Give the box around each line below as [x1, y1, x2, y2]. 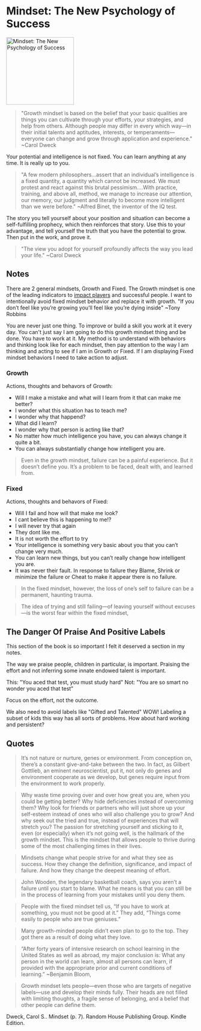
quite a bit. [14, 439, 41, 446]
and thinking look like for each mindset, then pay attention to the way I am [6, 341, 189, 348]
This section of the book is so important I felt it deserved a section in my [6, 643, 185, 650]
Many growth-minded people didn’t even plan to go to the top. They [20, 927, 189, 934]
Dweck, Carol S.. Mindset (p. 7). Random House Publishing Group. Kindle [6, 1012, 187, 1020]
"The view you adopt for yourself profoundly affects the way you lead [20, 245, 193, 253]
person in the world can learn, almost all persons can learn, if [20, 958, 173, 965]
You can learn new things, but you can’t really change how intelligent [14, 554, 186, 561]
